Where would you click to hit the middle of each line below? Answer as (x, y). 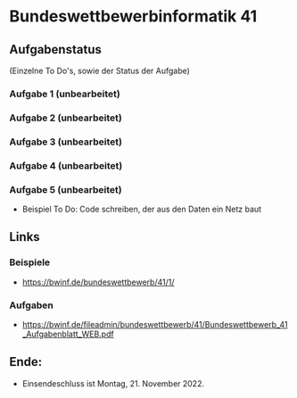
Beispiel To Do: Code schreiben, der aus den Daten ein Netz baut (141, 209)
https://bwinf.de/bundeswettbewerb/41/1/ (98, 282)
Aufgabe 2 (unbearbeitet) (66, 118)
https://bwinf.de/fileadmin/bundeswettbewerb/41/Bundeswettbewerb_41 (155, 324)
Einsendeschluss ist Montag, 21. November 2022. (113, 383)
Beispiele (30, 262)
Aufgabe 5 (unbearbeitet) (66, 189)
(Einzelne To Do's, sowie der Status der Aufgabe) (99, 70)
